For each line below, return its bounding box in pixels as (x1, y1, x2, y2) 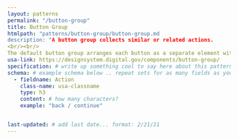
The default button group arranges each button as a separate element (7, 50, 220, 57)
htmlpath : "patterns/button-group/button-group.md (7, 30, 160, 37)
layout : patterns (7, 10, 59, 18)
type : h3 (20, 89, 46, 96)
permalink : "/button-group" (7, 17, 91, 24)
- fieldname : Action (13, 75, 74, 83)
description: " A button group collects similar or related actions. (7, 37, 214, 44)
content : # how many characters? (20, 96, 119, 103)
